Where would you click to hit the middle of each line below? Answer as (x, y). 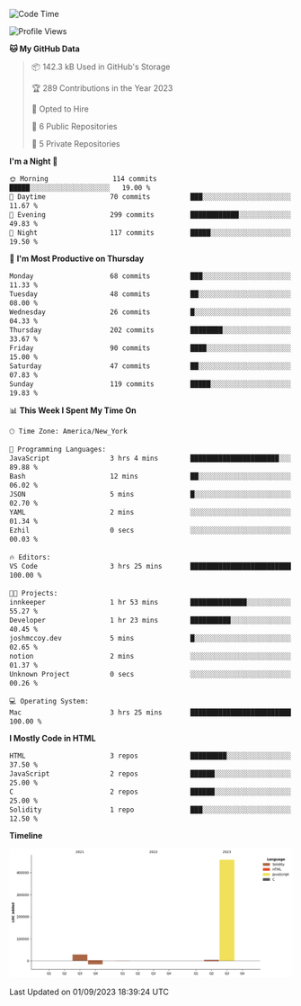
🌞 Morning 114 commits (83, 179)
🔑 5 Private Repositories (76, 144)
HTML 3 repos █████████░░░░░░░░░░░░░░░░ (150, 756)
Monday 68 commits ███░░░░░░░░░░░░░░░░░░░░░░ (150, 276)
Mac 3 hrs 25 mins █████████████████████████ (150, 713)
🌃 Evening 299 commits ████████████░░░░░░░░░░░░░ (150, 215)
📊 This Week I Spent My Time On (73, 410)
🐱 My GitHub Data (45, 49)
